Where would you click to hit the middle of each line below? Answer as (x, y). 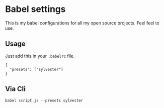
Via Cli (15, 89)
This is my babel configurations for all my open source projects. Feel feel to (82, 23)
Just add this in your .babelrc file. (40, 56)
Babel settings (36, 9)
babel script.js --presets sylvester (44, 101)
